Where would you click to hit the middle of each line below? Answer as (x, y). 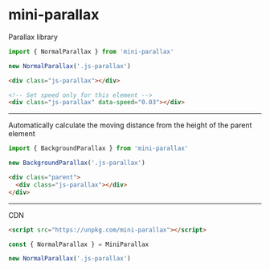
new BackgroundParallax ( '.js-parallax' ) (77, 163)
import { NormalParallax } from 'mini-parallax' (91, 51)
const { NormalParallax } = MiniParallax (79, 244)
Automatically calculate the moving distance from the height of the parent (130, 125)
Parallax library (33, 37)
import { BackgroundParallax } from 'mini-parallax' (98, 149)
